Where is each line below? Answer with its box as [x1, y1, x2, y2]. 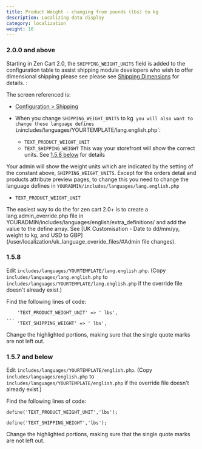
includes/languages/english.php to [6, 373, 95, 380]
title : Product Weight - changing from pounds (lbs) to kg [6, 9, 159, 15]
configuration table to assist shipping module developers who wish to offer [6, 66, 194, 74]
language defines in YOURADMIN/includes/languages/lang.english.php [6, 182, 180, 189]
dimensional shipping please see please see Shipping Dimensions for [6, 72, 180, 80]
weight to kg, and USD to [6, 231, 69, 239]
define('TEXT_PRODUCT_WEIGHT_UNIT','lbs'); [6, 410, 118, 416]
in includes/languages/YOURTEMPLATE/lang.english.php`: [15, 126, 161, 134]
